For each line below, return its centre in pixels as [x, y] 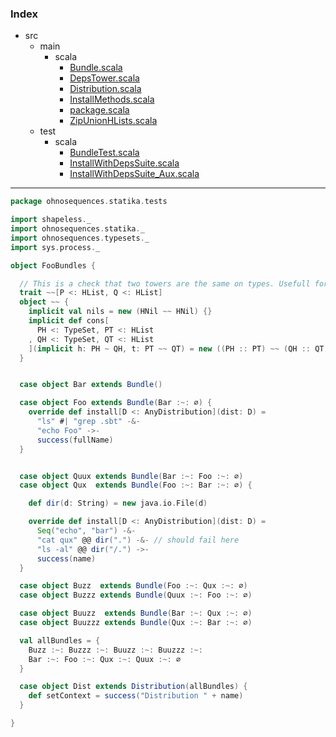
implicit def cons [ [69, 321]
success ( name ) [66, 558]
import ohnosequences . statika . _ [77, 229]
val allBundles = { [60, 640]
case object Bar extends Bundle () [91, 385]
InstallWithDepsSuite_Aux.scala [134, 174]
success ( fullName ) [75, 440]
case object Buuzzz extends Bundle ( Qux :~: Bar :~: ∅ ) [136, 623]
